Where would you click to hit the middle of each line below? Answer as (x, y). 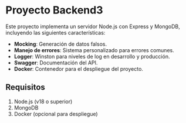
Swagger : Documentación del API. (56, 63)
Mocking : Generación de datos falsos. (60, 44)
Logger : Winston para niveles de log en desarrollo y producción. (92, 56)
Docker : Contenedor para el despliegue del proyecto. (78, 69)
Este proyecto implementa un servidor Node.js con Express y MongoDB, (93, 26)
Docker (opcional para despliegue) (56, 114)
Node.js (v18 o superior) (43, 101)
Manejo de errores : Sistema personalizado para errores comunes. (94, 50)
